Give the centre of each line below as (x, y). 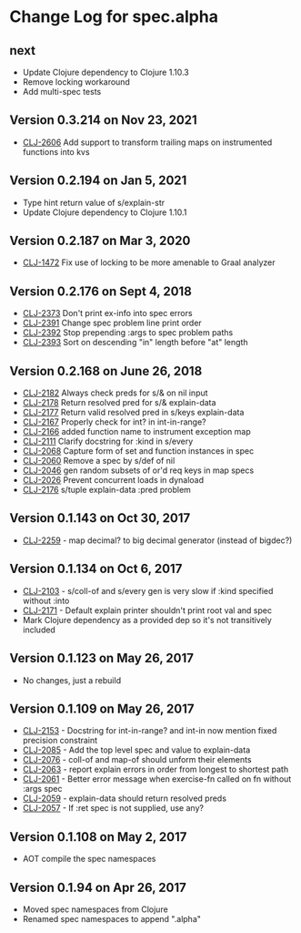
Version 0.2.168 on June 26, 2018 (106, 371)
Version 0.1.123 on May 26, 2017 (101, 658)
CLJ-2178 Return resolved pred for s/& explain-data (119, 403)
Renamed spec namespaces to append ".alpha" (112, 918)
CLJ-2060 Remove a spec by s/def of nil (99, 461)
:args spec (42, 789)
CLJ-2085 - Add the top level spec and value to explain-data (136, 750)
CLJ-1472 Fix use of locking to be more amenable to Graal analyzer (149, 262)
